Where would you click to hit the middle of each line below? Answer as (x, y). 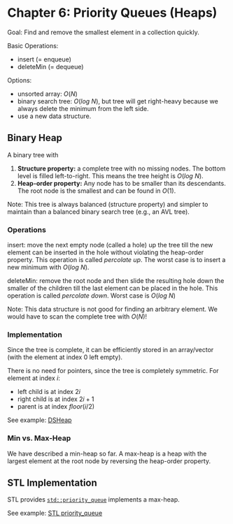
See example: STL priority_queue (55, 513)
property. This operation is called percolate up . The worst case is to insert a (116, 260)
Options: (20, 80)
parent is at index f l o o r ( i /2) (56, 407)
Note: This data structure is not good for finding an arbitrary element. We (113, 310)
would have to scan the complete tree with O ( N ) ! (77, 316)
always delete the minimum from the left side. (83, 108)
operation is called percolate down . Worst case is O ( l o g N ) (92, 296)
